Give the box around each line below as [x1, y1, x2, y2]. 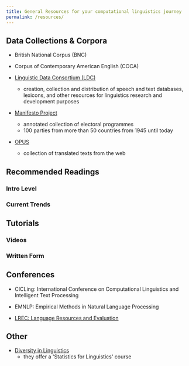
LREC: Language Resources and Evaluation [14, 314, 119, 321]
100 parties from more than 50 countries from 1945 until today [23, 127, 174, 134]
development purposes [23, 98, 80, 105]
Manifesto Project [14, 109, 57, 116]
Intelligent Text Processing [14, 291, 79, 298]
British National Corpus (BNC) [14, 51, 87, 59]
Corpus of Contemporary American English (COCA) [14, 63, 139, 70]
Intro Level [6, 184, 37, 193]
